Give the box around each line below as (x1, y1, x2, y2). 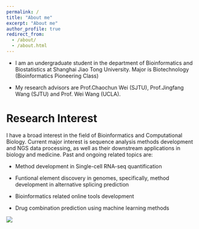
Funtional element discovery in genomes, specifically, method (15, 174, 169, 182)
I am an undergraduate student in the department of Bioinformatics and (15, 59, 193, 67)
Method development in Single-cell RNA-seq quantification (15, 162, 162, 170)
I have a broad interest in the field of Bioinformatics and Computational (6, 131, 183, 139)
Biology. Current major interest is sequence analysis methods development (6, 138, 194, 145)
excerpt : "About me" (6, 20, 59, 26)
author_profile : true (6, 25, 61, 32)
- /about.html (11, 43, 47, 49)
